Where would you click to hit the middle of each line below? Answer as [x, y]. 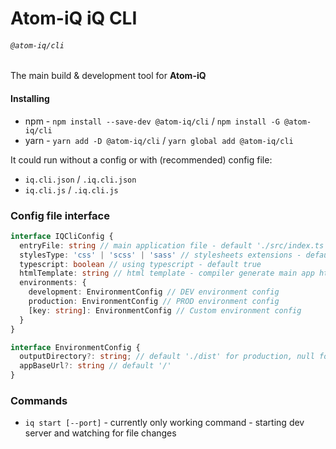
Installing [30, 98]
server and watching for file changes [100, 433]
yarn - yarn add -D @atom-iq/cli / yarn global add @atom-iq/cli [159, 140]
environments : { [53, 283]
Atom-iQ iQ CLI [74, 18]
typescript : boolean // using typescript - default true [140, 264]
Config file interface [60, 215]
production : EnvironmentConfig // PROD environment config [154, 302]
